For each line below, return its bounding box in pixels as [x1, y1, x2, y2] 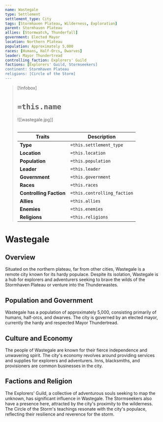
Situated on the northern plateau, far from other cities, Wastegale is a [5, 266, 145, 272]
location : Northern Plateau [5, 39, 63, 44]
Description [87, 134, 116, 141]
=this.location [70, 150, 106, 156]
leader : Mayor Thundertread [5, 53, 63, 58]
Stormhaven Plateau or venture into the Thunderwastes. [5, 282, 119, 288]
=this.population [70, 158, 111, 164]
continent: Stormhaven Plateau [5, 67, 69, 72]
